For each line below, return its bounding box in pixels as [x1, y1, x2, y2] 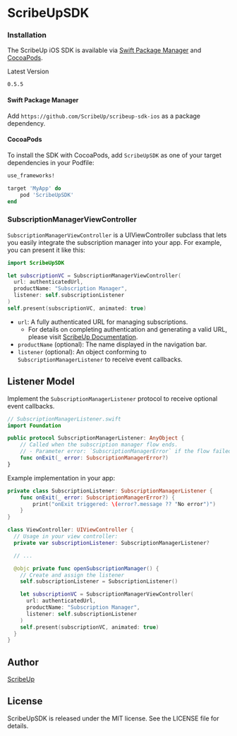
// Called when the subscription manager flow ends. [20, 441, 178, 449]
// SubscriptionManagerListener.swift [7, 415, 121, 423]
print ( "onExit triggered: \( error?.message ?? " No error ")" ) [32, 500, 217, 507]
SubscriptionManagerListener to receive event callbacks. [17, 355, 183, 363]
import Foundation [7, 422, 61, 429]
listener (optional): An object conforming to [17, 347, 147, 356]
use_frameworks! [7, 171, 55, 179]
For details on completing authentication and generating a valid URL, [28, 325, 228, 333]
